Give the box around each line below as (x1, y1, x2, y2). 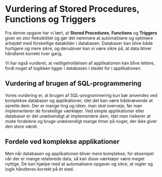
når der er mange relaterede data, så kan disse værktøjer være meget (5, 156, 145, 161)
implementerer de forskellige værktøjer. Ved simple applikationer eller (5, 108, 144, 114)
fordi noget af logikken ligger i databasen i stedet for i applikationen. (5, 65, 142, 71)
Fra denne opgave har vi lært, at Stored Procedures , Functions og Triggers (5, 30, 157, 36)
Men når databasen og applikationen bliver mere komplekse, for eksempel (5, 150, 154, 157)
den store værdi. (5, 123, 38, 129)
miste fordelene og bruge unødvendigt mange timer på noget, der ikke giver (5, 118, 157, 124)
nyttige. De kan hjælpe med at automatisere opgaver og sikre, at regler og (5, 161, 153, 167)
